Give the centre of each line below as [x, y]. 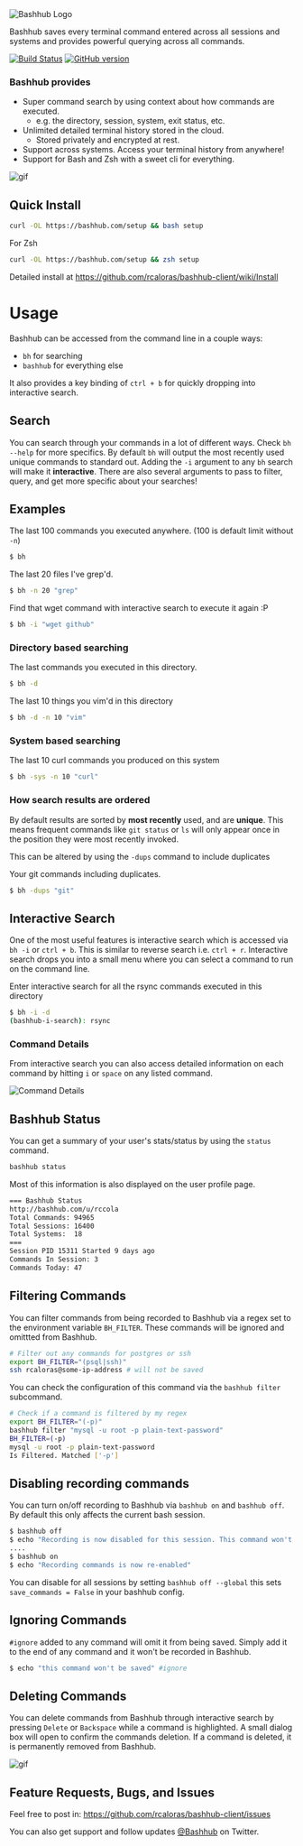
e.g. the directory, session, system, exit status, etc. [130, 121]
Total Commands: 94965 [52, 1217]
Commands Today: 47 [46, 1268]
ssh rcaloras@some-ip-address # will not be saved [106, 1371]
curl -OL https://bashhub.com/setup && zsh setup [105, 259]
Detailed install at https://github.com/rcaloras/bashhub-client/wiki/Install [144, 277]
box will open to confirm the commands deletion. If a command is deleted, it [151, 1737]
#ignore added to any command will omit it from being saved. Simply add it [148, 1642]
